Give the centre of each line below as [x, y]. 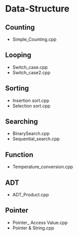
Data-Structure [37, 9]
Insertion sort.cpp [31, 100]
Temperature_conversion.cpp [43, 167]
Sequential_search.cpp [36, 139]
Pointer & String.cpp [33, 228]
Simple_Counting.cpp [34, 39]
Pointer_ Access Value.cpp [40, 222]
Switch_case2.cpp [31, 72]
